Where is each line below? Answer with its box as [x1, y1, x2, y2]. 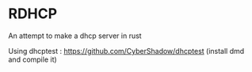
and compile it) [8, 55, 57, 64]
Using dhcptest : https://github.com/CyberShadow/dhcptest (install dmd [8, 46, 245, 55]
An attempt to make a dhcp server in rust [8, 31, 142, 40]
